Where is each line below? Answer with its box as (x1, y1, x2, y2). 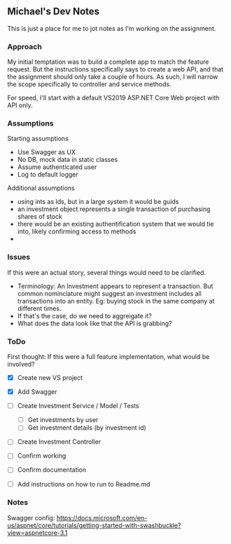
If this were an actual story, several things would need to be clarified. (7, 268, 206, 276)
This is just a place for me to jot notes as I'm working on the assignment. (7, 24, 216, 32)
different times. (17, 304, 62, 313)
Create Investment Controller (17, 437, 101, 446)
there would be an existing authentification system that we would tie (17, 220, 214, 229)
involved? (7, 360, 35, 368)
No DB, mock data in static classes (17, 156, 118, 164)
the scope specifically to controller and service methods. (7, 80, 171, 88)
